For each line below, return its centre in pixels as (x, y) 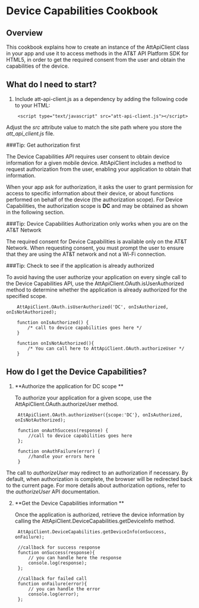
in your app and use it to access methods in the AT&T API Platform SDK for (97, 53)
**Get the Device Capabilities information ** (70, 503)
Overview (25, 33)
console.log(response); (58, 563)
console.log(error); (53, 594)
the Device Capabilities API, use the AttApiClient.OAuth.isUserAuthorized (95, 283)
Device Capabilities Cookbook (82, 11)
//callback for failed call (52, 578)
